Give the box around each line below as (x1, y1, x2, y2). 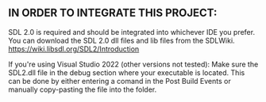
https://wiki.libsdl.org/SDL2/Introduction (8, 43, 140, 54)
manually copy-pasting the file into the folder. (8, 85, 157, 94)
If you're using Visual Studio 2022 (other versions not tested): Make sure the (8, 59, 259, 69)
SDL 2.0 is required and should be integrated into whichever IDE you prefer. (8, 27, 256, 36)
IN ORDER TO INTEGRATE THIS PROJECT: (8, 6, 218, 20)
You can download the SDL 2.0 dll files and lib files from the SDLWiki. (8, 36, 236, 45)
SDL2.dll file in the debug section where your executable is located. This (8, 67, 245, 77)
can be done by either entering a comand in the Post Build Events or (8, 76, 232, 85)
